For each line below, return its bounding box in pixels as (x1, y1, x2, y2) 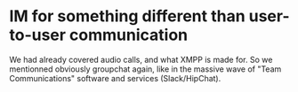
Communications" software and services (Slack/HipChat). (9, 73, 221, 83)
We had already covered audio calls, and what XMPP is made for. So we (9, 54, 273, 65)
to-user (9, 25, 67, 45)
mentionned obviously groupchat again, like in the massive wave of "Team (9, 64, 282, 74)
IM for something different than (9, 6, 246, 27)
